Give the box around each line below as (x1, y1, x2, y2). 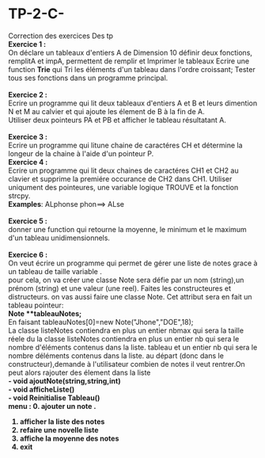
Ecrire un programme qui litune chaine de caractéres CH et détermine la (8, 140, 243, 150)
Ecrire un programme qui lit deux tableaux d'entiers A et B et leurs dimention (8, 98, 258, 108)
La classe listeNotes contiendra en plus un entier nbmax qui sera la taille (8, 326, 244, 335)
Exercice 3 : (8, 132, 47, 141)
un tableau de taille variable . (8, 266, 103, 276)
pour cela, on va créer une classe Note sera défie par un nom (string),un (8, 275, 244, 284)
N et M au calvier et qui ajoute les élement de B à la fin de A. (8, 106, 205, 116)
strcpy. (8, 191, 31, 200)
